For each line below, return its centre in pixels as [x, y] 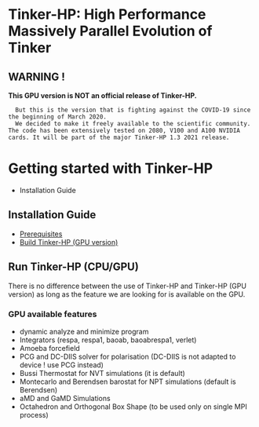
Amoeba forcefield [49, 348]
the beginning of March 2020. [58, 117]
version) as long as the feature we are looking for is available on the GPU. [127, 294]
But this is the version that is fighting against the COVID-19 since [133, 110]
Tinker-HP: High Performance [107, 15]
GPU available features [53, 314]
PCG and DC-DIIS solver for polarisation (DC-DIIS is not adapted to [128, 356]
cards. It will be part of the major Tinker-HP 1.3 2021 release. [119, 137]
